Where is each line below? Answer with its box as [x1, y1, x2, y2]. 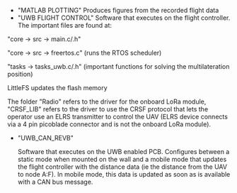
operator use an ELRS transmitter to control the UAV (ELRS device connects [7, 113, 229, 121]
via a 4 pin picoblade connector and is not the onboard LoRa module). [7, 120, 211, 128]
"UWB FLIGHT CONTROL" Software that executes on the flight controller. [17, 13, 231, 22]
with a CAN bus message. [17, 177, 93, 186]
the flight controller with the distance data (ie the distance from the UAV [17, 162, 228, 171]
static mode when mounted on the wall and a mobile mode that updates [17, 155, 227, 163]
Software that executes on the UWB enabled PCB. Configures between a [17, 148, 230, 155]
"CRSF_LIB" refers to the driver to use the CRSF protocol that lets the [7, 105, 209, 113]
